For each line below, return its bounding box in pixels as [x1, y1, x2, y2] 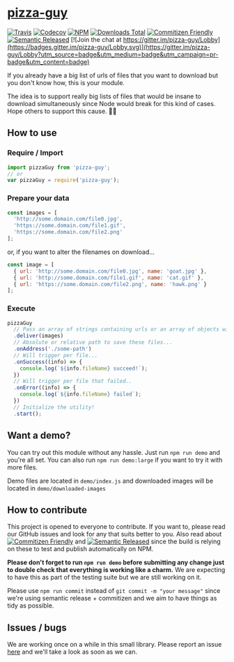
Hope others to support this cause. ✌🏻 [7, 107, 117, 115]
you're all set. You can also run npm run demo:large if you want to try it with [7, 456, 223, 464]
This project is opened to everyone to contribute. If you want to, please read [7, 522, 226, 531]
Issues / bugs [7, 622, 68, 633]
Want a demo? [7, 430, 71, 442]
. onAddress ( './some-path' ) [13, 345, 92, 353]
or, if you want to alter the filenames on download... [7, 248, 155, 256]
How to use [7, 127, 57, 139]
